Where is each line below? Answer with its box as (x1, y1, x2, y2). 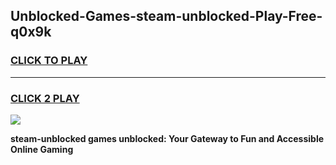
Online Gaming (10, 143, 74, 155)
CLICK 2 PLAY (10, 91, 80, 105)
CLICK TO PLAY (10, 54, 88, 68)
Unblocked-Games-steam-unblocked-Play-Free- (10, 8, 323, 25)
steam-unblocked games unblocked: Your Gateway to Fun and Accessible (10, 132, 325, 144)
